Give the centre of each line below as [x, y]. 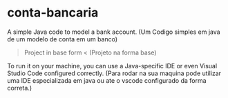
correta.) [20, 88]
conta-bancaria [53, 13]
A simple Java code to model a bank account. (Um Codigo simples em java [114, 32]
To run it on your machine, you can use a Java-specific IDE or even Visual [112, 66]
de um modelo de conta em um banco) [63, 39]
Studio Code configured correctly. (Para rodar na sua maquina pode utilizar [114, 73]
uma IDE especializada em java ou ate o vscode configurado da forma [107, 80]
